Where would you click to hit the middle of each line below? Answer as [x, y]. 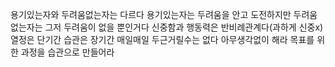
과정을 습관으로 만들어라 [67, 52]
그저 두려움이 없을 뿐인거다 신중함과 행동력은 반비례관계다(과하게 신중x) [184, 27]
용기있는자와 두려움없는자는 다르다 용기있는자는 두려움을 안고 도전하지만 [151, 14]
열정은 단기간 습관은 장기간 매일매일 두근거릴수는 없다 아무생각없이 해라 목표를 [162, 39]
